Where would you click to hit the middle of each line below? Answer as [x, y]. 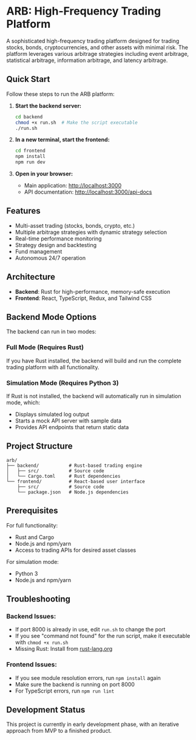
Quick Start [28, 79]
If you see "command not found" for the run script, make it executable [103, 636]
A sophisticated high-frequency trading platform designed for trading [93, 41]
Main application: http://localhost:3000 [73, 185]
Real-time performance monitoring [58, 239]
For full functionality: [32, 525]
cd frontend [30, 151]
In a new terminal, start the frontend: [63, 140]
